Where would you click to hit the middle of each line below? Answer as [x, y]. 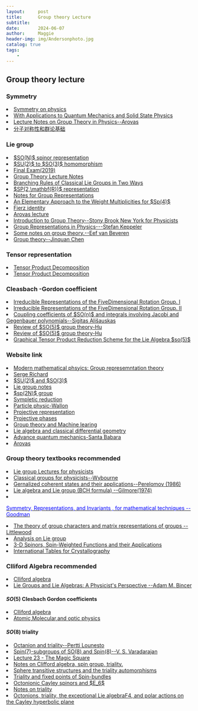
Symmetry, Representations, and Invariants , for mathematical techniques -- [98, 508]
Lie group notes [33, 387]
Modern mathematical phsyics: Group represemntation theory [89, 368]
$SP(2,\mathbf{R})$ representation [56, 189]
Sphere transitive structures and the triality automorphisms [85, 670]
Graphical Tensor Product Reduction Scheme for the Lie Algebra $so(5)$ [102, 340]
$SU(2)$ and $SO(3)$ [41, 380]
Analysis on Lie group [40, 538]
